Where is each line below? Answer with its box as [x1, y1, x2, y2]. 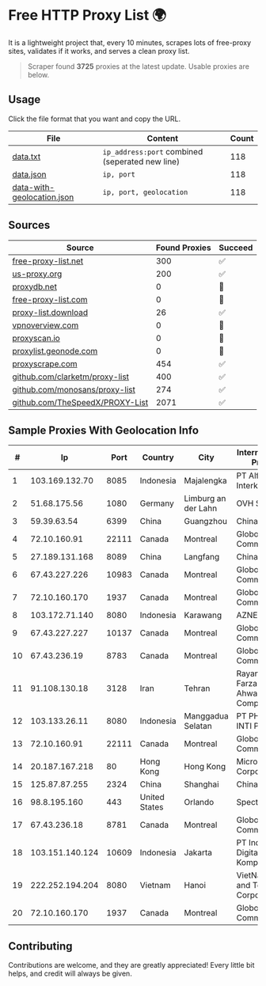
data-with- [12, 181, 55, 192]
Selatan [184, 721, 212, 732]
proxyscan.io [12, 332, 61, 343]
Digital [236, 848, 260, 859]
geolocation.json [12, 192, 74, 203]
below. [27, 70, 50, 79]
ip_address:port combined [102, 146, 203, 157]
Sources [8, 218, 51, 232]
